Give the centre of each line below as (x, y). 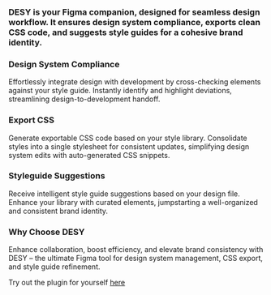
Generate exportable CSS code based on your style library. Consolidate (128, 138)
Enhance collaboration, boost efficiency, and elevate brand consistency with (136, 250)
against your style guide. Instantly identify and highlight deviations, (120, 91)
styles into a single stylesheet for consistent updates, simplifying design (129, 146)
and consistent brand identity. (58, 211)
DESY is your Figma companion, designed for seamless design (134, 12)
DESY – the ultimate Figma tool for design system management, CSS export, (136, 259)
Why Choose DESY (47, 232)
